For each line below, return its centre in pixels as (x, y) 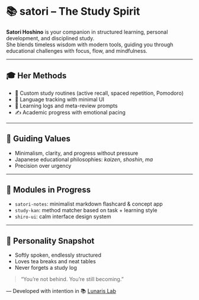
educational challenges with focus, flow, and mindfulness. (77, 50)
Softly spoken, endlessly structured (58, 255)
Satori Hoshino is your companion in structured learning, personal (87, 32)
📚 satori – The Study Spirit (73, 12)
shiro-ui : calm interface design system (63, 216)
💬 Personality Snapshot (50, 241)
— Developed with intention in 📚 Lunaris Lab (61, 291)
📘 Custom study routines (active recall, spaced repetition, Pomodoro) (99, 93)
